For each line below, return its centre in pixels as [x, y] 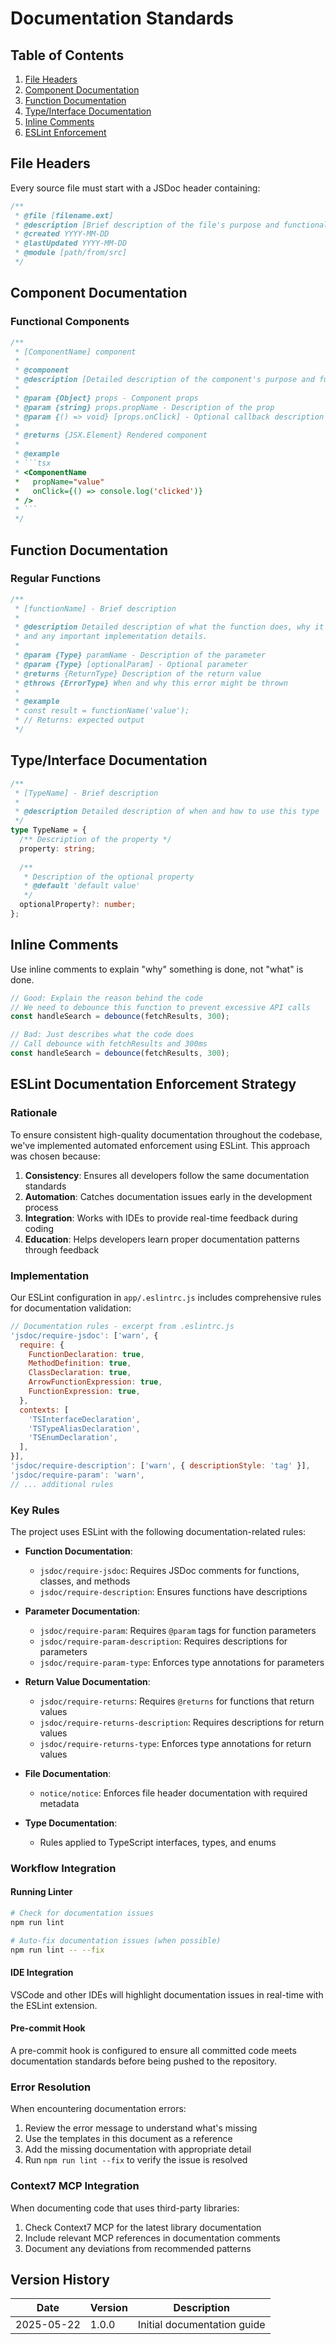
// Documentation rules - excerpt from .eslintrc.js [122, 1326]
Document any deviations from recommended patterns [138, 2248]
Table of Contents [67, 55]
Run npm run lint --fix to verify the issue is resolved [136, 2160]
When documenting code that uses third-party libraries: [125, 2208]
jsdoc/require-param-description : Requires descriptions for [163, 1641]
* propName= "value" [59, 482]
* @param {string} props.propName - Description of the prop [144, 407]
